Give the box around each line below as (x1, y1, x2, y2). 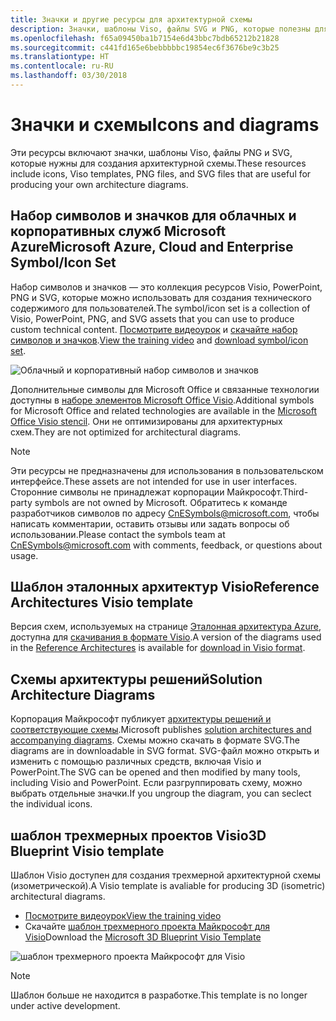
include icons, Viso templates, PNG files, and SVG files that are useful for (10, 167, 312, 180)
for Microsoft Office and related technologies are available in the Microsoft (10, 404, 317, 416)
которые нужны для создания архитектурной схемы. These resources (10, 157, 307, 169)
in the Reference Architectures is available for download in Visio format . (10, 642, 306, 654)
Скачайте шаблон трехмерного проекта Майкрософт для (24, 921, 271, 933)
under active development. (10, 1000, 121, 1012)
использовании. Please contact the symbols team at (10, 528, 226, 540)
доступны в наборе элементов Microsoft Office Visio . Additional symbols (10, 394, 315, 406)
